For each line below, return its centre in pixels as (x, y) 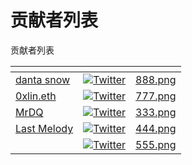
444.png (156, 128)
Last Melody (44, 128)
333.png (156, 112)
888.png (156, 79)
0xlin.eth (36, 96)
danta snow (43, 79)
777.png (156, 96)
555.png (156, 144)
